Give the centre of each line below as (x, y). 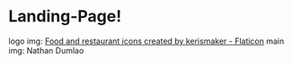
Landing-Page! (65, 16)
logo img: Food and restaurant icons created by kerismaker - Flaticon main (146, 41)
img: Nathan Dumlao (46, 50)
